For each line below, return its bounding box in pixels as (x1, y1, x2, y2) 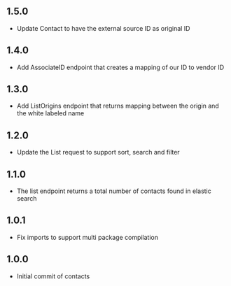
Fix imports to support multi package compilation (16, 233, 159, 241)
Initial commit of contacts (16, 272, 90, 280)
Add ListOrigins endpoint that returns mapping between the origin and (16, 101, 220, 110)
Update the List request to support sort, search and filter (16, 148, 180, 157)
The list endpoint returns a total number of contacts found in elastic (16, 187, 211, 195)
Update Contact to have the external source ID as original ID (16, 24, 190, 32)
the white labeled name (16, 109, 85, 117)
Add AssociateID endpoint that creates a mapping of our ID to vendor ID (16, 63, 225, 71)
